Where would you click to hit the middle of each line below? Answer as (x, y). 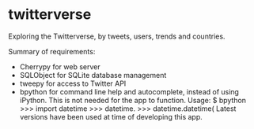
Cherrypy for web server (60, 66)
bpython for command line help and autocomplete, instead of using (129, 91)
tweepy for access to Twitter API (73, 83)
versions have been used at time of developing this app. (111, 116)
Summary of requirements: (52, 51)
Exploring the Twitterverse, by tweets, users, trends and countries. (117, 36)
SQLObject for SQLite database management (93, 75)
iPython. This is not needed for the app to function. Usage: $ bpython (133, 100)
